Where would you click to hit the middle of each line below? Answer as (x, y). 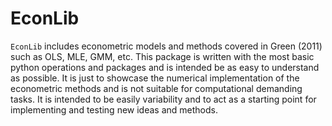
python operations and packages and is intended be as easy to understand (165, 67)
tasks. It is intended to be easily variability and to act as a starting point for (163, 99)
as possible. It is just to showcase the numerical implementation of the (155, 78)
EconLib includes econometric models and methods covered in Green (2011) (166, 46)
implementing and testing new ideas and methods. (114, 109)
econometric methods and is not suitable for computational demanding (156, 88)
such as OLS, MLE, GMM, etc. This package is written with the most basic (162, 56)
